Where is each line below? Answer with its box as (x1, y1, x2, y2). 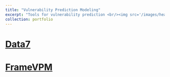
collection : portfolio (5, 17, 53, 22)
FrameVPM (5, 61, 53, 73)
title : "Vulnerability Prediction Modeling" (5, 7, 101, 13)
